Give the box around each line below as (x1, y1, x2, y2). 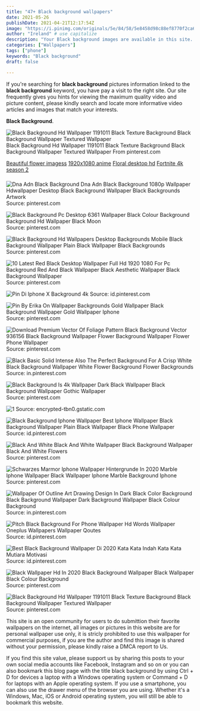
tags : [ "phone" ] (6, 48, 46, 54)
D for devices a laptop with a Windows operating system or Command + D (6, 673, 189, 681)
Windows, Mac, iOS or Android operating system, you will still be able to (6, 692, 183, 700)
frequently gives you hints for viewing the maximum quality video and (6, 93, 177, 100)
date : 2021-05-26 (6, 14, 49, 20)
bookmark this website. (6, 699, 64, 706)
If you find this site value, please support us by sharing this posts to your (6, 655, 185, 662)
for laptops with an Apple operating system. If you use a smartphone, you (6, 680, 186, 687)
